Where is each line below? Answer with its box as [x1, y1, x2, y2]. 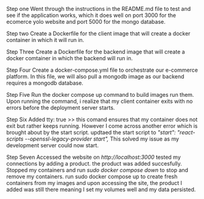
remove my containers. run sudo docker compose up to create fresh [6, 173, 178, 180]
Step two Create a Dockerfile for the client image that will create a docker [6, 30, 191, 37]
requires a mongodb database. [6, 79, 83, 86]
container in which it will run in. [6, 37, 85, 43]
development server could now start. [6, 142, 99, 148]
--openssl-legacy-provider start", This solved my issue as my [24, 135, 180, 142]
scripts [6, 135, 24, 142]
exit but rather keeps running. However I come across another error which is [6, 122, 198, 130]
